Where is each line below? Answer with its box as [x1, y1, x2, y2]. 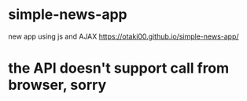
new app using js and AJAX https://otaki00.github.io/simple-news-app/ [8, 32, 239, 41]
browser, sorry [8, 77, 107, 94]
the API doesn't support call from [8, 59, 230, 77]
